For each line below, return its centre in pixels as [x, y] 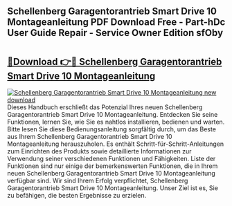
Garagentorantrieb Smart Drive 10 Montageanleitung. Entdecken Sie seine [113, 114]
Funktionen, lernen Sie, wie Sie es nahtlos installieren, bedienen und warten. [116, 122]
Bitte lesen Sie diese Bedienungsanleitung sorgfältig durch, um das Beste [112, 129]
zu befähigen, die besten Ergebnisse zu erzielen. [77, 195]
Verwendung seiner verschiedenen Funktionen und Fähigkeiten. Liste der [111, 159]
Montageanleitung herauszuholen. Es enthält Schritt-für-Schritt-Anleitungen [116, 144]
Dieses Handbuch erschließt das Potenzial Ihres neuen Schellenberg [105, 107]
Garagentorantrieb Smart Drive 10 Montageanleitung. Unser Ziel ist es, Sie [113, 188]
